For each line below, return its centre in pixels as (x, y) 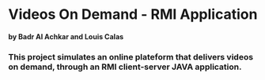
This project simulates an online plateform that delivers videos (131, 56)
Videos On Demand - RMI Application (133, 15)
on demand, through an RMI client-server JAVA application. (125, 67)
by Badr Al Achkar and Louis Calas (66, 36)
